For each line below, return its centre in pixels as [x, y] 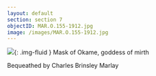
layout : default [30, 13]
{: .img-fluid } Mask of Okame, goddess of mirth [81, 52]
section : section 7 [35, 20]
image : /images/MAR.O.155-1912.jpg [58, 32]
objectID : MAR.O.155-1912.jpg [50, 26]
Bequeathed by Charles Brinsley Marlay [63, 66]
